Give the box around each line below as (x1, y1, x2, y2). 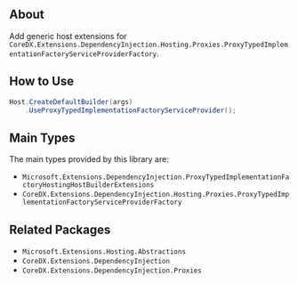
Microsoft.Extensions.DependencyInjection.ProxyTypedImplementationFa (21, 173, 290, 182)
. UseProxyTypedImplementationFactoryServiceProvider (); (25, 106, 238, 115)
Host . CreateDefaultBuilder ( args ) (9, 97, 133, 106)
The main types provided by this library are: (9, 154, 169, 165)
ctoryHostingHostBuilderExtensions (21, 181, 155, 190)
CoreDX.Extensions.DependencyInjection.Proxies (21, 266, 202, 275)
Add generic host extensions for (9, 30, 127, 41)
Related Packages (9, 222, 111, 237)
